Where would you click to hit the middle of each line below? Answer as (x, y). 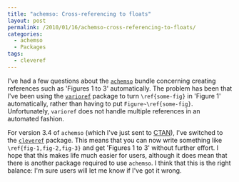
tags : (15, 54)
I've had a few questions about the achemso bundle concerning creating (112, 81)
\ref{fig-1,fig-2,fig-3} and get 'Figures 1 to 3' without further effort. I (113, 148)
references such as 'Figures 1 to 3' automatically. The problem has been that (120, 88)
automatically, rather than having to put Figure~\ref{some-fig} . (100, 103)
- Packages (30, 47)
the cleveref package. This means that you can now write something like (115, 140)
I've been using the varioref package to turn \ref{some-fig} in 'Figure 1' (114, 96)
